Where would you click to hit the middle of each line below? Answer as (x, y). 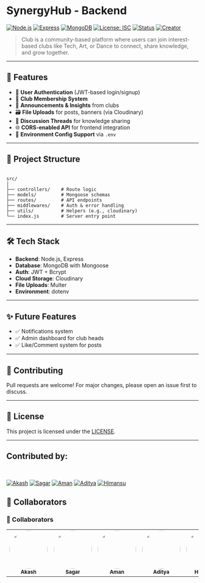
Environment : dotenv (42, 292)
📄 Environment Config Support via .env (66, 134)
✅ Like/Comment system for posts (58, 345)
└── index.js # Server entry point (61, 216)
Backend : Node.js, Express (49, 259)
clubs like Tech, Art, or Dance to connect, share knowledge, (114, 46)
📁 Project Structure (43, 159)
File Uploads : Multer (41, 285)
